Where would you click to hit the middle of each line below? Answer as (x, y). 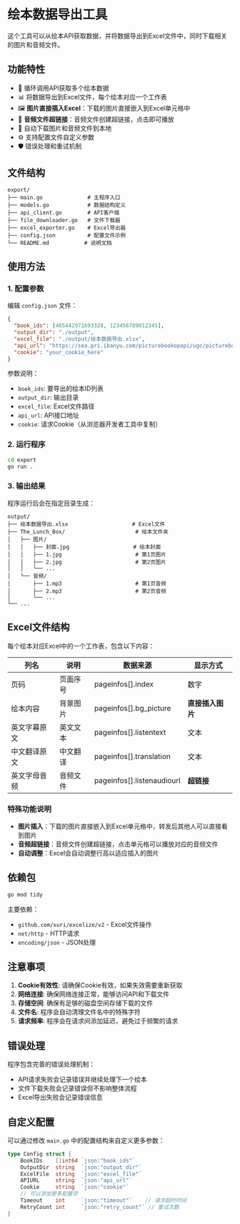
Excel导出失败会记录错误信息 (60, 1098)
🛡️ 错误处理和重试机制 (50, 146)
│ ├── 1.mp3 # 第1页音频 (87, 583)
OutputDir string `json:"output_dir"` (81, 1167)
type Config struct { (40, 1154)
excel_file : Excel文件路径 (56, 406)
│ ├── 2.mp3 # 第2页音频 (87, 591)
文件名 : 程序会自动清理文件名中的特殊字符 (79, 1012)
